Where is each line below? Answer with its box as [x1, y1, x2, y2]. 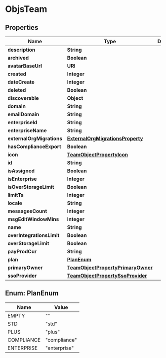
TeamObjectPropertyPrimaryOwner [67, 264, 153, 271]
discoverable [7, 95, 39, 101]
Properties [5, 23, 39, 32]
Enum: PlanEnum [5, 289, 59, 297]
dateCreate [7, 78, 35, 85]
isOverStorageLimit [7, 184, 54, 190]
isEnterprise [7, 175, 37, 182]
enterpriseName [7, 127, 47, 134]
